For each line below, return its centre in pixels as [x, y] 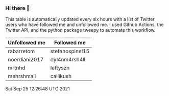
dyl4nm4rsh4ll [68, 60]
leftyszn [60, 68]
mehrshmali [22, 76]
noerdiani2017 [26, 60]
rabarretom [21, 52]
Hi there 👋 [18, 8]
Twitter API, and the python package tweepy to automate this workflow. [80, 30]
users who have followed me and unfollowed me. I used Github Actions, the [85, 25]
